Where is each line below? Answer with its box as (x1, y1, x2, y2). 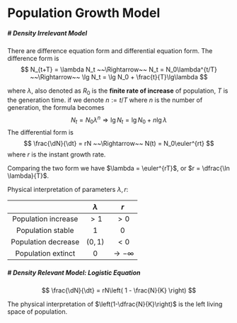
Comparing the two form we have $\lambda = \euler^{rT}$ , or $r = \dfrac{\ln (7, 164, 230, 173)
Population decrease (11, 237, 80, 247)
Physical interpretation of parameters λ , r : (7, 186, 129, 194)
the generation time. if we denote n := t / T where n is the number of (7, 96, 203, 104)
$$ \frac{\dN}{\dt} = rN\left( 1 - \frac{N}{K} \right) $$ (41, 286, 197, 295)
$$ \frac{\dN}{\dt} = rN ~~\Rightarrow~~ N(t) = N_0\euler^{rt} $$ (23, 140, 214, 148)
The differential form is (7, 128, 74, 137)
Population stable (16, 225, 74, 235)
